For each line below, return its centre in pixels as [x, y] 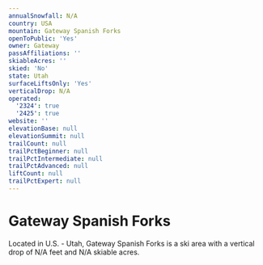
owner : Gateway [34, 46]
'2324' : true [38, 106]
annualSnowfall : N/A [43, 16]
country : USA [30, 23]
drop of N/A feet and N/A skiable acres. [74, 252]
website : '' [28, 121]
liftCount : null [36, 174]
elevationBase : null [43, 128]
